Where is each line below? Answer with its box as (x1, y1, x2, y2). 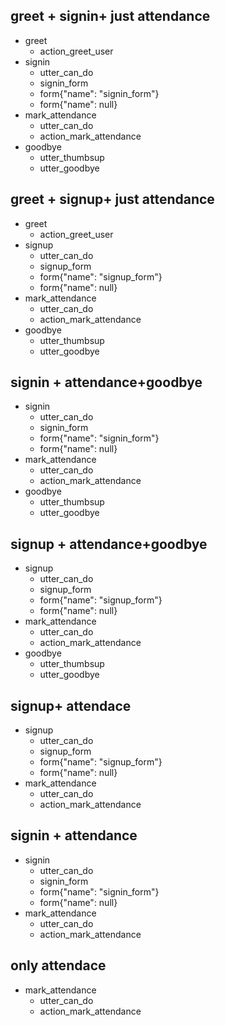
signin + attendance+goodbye (10, 374, 203, 391)
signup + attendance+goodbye (10, 535, 208, 553)
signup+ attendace (10, 697, 132, 714)
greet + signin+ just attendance (10, 8, 211, 25)
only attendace (10, 957, 107, 974)
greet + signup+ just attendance (10, 191, 215, 208)
